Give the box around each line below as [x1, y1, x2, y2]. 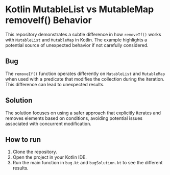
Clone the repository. [12, 149, 57, 155]
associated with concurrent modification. [5, 120, 92, 127]
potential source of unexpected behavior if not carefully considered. [5, 42, 149, 48]
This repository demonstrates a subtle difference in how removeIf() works [5, 31, 162, 37]
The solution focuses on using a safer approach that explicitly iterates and [5, 110, 161, 116]
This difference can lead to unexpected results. [5, 81, 105, 87]
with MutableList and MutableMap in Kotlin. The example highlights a [5, 37, 147, 43]
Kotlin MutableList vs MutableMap [5, 4, 154, 15]
